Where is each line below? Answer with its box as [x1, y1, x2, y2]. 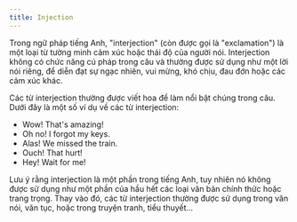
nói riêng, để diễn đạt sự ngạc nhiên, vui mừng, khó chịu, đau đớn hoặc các [9, 66, 286, 76]
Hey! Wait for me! [21, 156, 86, 167]
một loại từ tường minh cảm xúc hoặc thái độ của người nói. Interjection [9, 46, 270, 58]
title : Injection [9, 12, 74, 22]
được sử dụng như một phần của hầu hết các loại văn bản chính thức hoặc [9, 183, 282, 194]
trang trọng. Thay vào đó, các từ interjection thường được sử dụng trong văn [9, 193, 289, 203]
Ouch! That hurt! [21, 147, 83, 158]
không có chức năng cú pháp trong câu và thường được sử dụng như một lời [9, 56, 289, 67]
